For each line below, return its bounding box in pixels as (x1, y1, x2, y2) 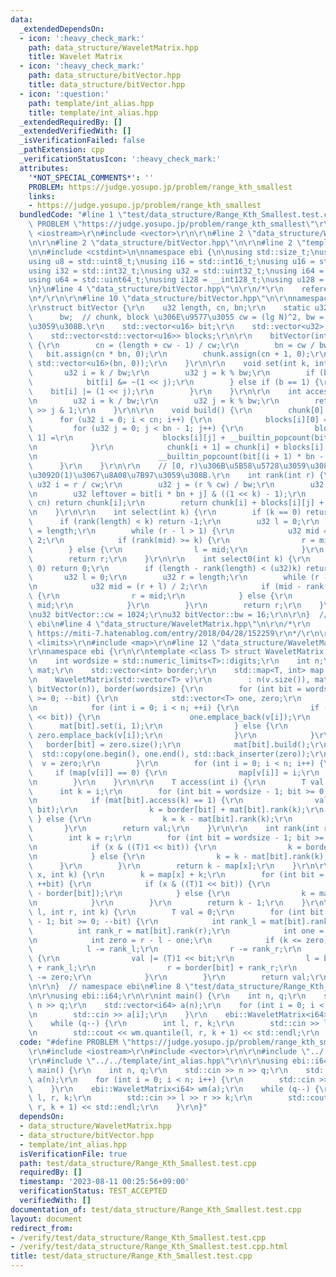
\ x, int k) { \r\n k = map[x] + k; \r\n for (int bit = (28, 870, 325, 880)
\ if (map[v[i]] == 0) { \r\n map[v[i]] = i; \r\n (28, 767, 320, 778)
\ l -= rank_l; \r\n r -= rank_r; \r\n (28, 944, 302, 955)
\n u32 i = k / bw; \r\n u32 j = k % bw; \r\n (28, 396, 280, 406)
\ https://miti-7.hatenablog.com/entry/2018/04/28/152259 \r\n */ (28, 628, 302, 638)
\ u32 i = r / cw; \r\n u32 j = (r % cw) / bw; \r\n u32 (28, 479, 325, 490)
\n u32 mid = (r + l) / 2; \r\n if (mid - (28, 582, 302, 592)
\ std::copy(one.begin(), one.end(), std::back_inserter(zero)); (28, 749, 311, 759)
